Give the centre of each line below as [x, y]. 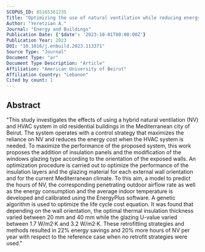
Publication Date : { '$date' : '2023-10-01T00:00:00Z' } [76, 35]
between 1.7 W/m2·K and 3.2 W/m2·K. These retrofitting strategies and [95, 223]
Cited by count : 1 [30, 80]
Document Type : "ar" [33, 57]
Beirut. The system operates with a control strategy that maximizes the [95, 133]
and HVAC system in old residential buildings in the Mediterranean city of [98, 126]
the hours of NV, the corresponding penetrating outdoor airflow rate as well [101, 185]
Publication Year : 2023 [37, 40]
